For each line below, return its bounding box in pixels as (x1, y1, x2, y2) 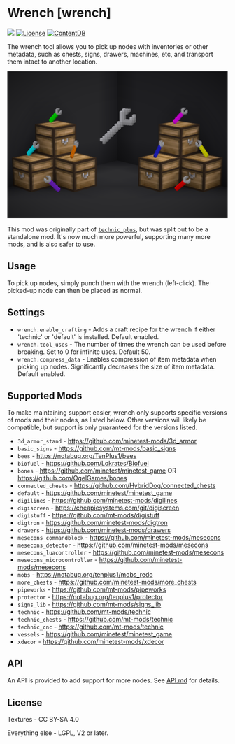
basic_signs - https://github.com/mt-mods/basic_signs (17, 444, 176, 452)
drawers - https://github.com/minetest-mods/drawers (17, 526, 171, 534)
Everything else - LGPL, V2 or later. (7, 729, 109, 737)
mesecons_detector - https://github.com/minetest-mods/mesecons (17, 541, 208, 550)
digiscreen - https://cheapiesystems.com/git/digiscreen (17, 503, 180, 512)
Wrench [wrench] (7, 5, 112, 21)
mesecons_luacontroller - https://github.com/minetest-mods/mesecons (17, 548, 225, 557)
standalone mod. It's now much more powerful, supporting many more (7, 232, 211, 241)
